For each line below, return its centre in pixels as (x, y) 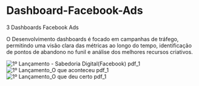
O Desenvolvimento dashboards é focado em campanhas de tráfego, (93, 39)
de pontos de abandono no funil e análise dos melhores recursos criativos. (99, 51)
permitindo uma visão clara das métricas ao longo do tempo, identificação (99, 45)
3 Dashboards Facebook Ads (42, 27)
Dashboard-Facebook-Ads (75, 11)
